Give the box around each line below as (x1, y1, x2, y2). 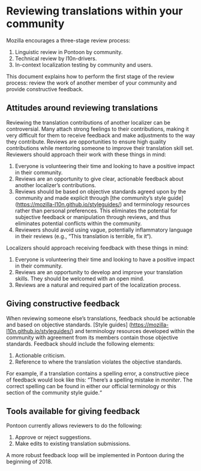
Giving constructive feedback (6, 299, 120, 309)
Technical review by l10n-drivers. (14, 55, 97, 62)
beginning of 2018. (6, 458, 53, 466)
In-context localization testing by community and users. (14, 61, 153, 68)
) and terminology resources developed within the (71, 327, 195, 334)
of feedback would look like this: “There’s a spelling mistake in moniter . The (6, 376, 193, 383)
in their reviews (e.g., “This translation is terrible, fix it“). (14, 232, 153, 239)
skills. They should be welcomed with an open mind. (14, 275, 145, 282)
